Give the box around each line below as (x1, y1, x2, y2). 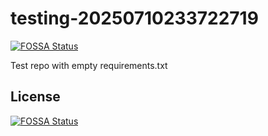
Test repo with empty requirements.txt (10, 59, 168, 71)
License (10, 88, 61, 106)
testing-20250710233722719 (10, 7, 259, 30)
